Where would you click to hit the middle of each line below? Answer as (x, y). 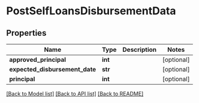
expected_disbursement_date (53, 69)
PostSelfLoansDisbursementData (91, 11)
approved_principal (38, 60)
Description (140, 50)
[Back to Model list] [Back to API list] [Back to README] (75, 94)
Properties (26, 33)
